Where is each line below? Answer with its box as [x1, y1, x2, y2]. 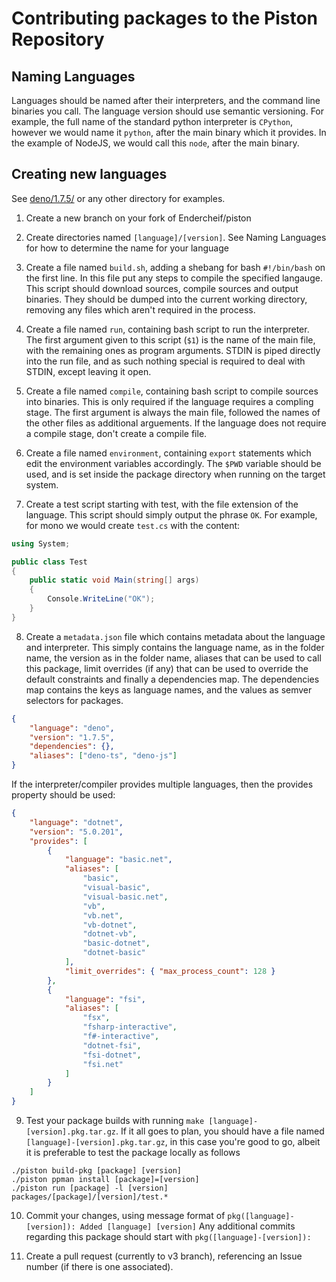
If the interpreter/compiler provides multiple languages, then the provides [11, 778, 314, 791]
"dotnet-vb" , [82, 929, 138, 939]
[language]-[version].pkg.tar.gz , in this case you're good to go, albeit [25, 1136, 321, 1148]
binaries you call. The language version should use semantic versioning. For [11, 105, 325, 117]
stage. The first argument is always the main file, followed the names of [25, 406, 321, 418]
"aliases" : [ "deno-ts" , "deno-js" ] [29, 751, 178, 761]
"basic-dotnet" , [82, 938, 151, 949]
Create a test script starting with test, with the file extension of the [25, 498, 299, 510]
